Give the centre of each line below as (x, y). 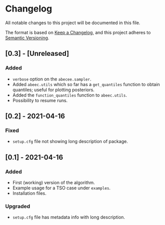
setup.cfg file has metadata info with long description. (69, 217)
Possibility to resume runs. (40, 100)
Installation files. (29, 193)
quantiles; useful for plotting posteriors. (53, 90)
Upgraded (18, 206)
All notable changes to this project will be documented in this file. (73, 23)
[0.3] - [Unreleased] (37, 54)
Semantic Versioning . (27, 38)
